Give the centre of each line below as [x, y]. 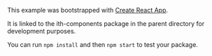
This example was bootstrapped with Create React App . [88, 10]
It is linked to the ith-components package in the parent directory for [106, 23]
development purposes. [42, 31]
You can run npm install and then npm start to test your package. [103, 44]
